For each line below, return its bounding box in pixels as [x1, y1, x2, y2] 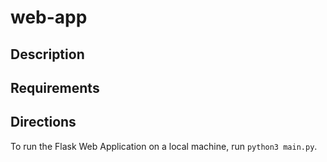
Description [10, 46, 85, 63]
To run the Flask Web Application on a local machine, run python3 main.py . [10, 140, 318, 152]
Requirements [10, 79, 100, 96]
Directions [10, 114, 77, 131]
